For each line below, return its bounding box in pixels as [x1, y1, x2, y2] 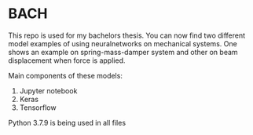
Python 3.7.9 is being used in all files [8, 118, 126, 127]
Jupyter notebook [19, 86, 78, 95]
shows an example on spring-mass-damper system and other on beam [8, 47, 238, 57]
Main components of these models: [8, 71, 123, 80]
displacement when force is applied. [8, 56, 126, 65]
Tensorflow [19, 103, 57, 112]
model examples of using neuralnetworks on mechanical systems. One [8, 38, 237, 48]
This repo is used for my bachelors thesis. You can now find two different [8, 31, 246, 40]
